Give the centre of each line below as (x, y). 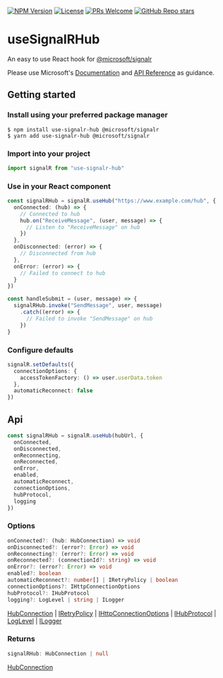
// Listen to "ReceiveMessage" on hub (83, 227)
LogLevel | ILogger (35, 621)
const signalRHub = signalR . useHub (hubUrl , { (75, 435)
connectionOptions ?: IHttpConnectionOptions (74, 586)
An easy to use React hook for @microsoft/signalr (80, 59)
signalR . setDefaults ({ (41, 364)
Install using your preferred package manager (88, 115)
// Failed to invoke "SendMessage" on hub (89, 319)
